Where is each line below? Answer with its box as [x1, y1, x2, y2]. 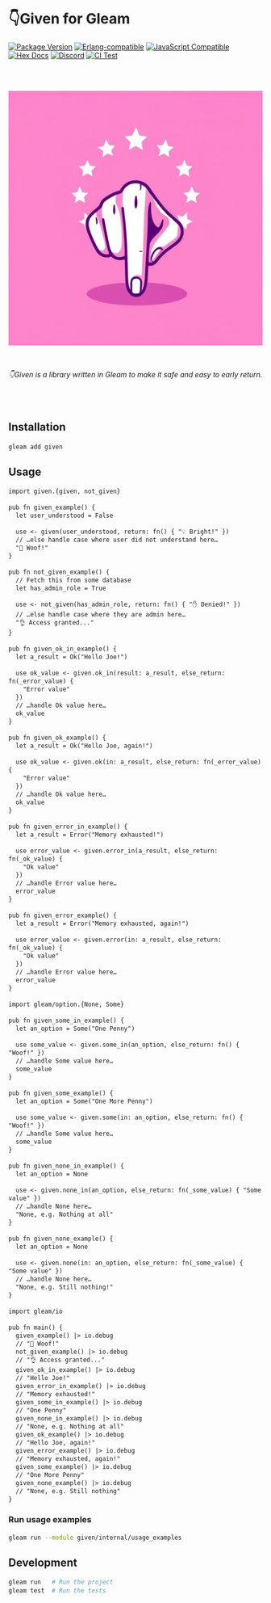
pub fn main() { [8, 1323, 63, 1332]
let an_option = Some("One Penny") [15, 1024, 135, 1033]
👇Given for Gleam [8, 10, 131, 28]
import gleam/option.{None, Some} [8, 1000, 125, 1009]
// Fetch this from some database [15, 576, 131, 585]
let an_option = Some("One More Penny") [15, 1097, 153, 1106]
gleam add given [8, 443, 63, 451]
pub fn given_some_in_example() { [8, 1016, 125, 1025]
